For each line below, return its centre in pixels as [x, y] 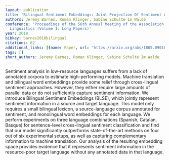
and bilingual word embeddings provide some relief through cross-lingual [82, 82]
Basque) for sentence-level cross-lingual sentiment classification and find [82, 125]
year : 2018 [17, 33]
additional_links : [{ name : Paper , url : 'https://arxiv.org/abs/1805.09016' [87, 48]
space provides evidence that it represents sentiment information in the [80, 147]
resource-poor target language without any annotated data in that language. [85, 152]
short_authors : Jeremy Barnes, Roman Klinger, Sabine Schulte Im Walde [82, 57]
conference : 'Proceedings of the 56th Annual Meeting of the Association [85, 24]
